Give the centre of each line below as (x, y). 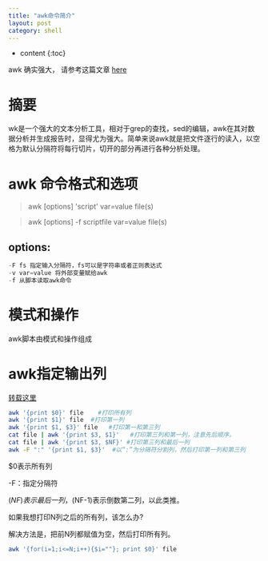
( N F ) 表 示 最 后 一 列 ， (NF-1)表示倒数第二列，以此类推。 (96, 499)
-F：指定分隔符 (33, 483)
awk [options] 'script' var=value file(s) (91, 207)
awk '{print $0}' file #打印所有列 (70, 412)
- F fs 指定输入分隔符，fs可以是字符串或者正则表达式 (85, 266)
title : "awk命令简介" (42, 16)
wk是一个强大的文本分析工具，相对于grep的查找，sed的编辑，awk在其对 (128, 129)
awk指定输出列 (58, 374)
